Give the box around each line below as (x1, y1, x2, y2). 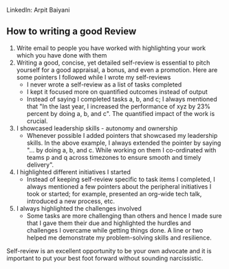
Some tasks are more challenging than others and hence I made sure (26, 211, 222, 220)
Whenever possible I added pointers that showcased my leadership (26, 131, 218, 139)
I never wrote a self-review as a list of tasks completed (26, 80, 182, 89)
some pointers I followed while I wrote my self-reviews (16, 73, 171, 81)
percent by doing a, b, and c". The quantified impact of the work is (26, 109, 215, 117)
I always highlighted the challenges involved (16, 204, 142, 212)
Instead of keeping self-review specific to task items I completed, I (26, 175, 216, 183)
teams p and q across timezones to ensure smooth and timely (26, 153, 201, 161)
